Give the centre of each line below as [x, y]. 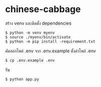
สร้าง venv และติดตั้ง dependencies [38, 23]
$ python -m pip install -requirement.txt [50, 41]
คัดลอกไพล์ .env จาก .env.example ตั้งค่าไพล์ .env [51, 51]
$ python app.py [22, 79]
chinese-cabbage [43, 9]
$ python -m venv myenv [30, 33]
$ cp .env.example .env [30, 60]
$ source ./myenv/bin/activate [38, 37]
